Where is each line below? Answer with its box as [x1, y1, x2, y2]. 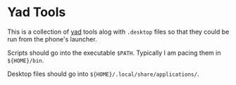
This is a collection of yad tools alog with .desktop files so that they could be [7, 27, 230, 36]
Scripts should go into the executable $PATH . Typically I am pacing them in [7, 48, 221, 57]
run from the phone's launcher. [7, 34, 97, 43]
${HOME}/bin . [7, 55, 44, 64]
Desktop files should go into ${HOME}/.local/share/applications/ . [7, 70, 199, 78]
